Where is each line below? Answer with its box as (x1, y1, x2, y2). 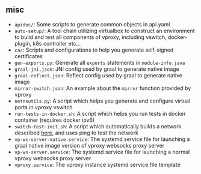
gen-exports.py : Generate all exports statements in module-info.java (14, 59, 185, 66)
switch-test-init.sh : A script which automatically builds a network (14, 122, 182, 130)
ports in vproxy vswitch (14, 103, 73, 110)
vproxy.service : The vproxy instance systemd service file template (14, 161, 181, 168)
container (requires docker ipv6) (14, 116, 95, 124)
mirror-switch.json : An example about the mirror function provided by (14, 84, 191, 92)
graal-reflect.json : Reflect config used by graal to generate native (14, 71, 183, 79)
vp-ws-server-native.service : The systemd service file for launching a (14, 135, 190, 143)
